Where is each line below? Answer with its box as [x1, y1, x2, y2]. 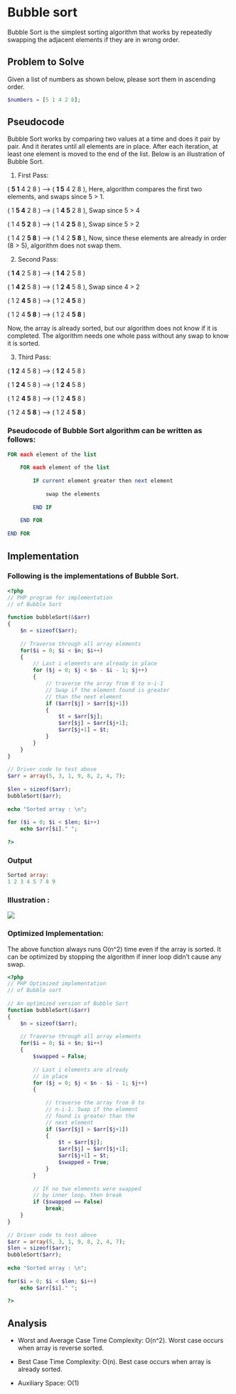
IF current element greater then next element [33, 477, 173, 484]
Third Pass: [17, 353, 51, 361]
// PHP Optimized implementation [7, 980, 107, 987]
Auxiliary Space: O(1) [17, 1379, 80, 1388]
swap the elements [45, 490, 100, 498]
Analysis [7, 1317, 48, 1329]
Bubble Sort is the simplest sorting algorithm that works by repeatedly [7, 28, 213, 36]
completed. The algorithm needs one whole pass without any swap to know [7, 331, 229, 340]
